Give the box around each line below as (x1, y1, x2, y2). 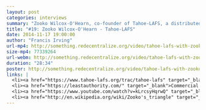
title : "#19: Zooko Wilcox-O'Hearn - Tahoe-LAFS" (6, 26, 136, 32)
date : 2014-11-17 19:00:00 (6, 32, 75, 38)
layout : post (6, 9, 40, 15)
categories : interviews (6, 15, 67, 21)
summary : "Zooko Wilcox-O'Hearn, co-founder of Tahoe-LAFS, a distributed (6, 20, 202, 26)
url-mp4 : (6, 43, 29, 50)
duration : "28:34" (6, 60, 53, 66)
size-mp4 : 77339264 (6, 49, 56, 55)
